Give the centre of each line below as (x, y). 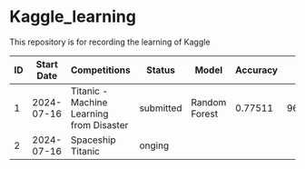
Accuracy (257, 70)
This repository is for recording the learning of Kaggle (110, 42)
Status (161, 70)
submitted (161, 108)
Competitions (100, 70)
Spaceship (93, 140)
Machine (89, 102)
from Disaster (99, 124)
